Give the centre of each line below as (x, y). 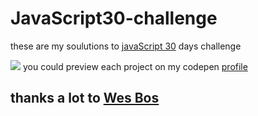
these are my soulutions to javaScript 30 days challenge (126, 46)
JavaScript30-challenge (114, 18)
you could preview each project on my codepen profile (135, 66)
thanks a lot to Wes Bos (85, 98)
